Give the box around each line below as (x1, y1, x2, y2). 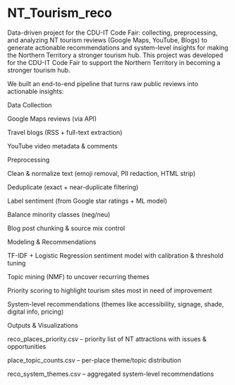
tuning (7, 259, 26, 267)
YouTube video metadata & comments (7, 141, 118, 150)
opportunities (7, 342, 47, 350)
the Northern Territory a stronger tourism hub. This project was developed (7, 51, 224, 59)
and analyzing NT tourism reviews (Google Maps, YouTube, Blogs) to (7, 35, 207, 44)
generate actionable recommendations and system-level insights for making (7, 43, 229, 52)
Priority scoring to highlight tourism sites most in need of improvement (7, 286, 212, 295)
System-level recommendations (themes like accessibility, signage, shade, (7, 300, 224, 308)
